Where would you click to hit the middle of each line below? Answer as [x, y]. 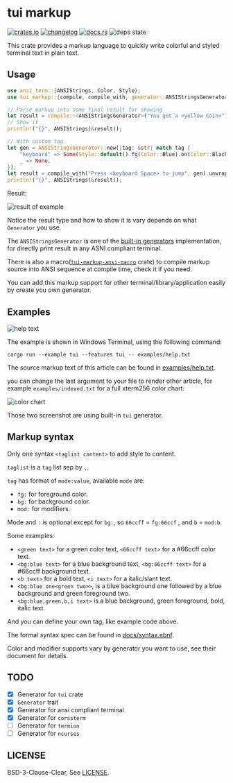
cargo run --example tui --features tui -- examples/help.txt [99, 354]
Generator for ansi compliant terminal [71, 709]
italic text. [31, 608]
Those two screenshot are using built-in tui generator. [85, 415]
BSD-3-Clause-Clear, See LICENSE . [58, 772]
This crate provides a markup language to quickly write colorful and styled [113, 45]
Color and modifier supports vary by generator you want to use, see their [112, 648]
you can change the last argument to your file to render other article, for [110, 381]
